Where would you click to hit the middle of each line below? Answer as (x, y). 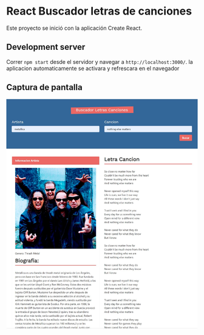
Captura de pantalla (45, 87)
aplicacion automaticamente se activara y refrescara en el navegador (93, 68)
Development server (46, 47)
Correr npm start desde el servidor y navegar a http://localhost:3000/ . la (100, 61)
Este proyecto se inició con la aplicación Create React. (74, 28)
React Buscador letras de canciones (99, 11)
